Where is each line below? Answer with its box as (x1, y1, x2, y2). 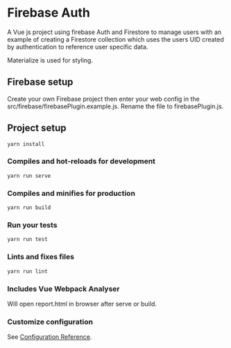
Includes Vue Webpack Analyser (7, 283, 120, 293)
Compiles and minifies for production (7, 188, 135, 198)
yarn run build (7, 204, 51, 211)
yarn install (7, 140, 45, 147)
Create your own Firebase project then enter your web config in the (7, 94, 200, 103)
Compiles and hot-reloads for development (7, 156, 156, 166)
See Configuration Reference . (7, 333, 92, 341)
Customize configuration (7, 317, 94, 326)
